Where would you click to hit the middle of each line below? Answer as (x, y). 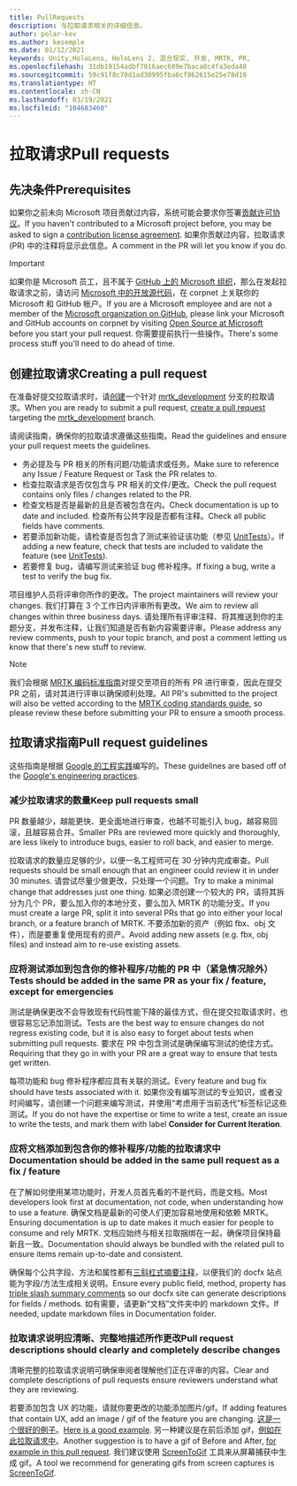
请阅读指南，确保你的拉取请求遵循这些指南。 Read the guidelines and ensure (148, 436)
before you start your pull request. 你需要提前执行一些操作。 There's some (144, 333)
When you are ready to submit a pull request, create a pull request (145, 408)
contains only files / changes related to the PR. (107, 494)
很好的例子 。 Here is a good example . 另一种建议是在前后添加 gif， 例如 (145, 1430)
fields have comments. (63, 526)
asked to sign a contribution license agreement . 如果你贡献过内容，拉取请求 (147, 234)
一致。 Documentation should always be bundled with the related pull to (154, 1244)
